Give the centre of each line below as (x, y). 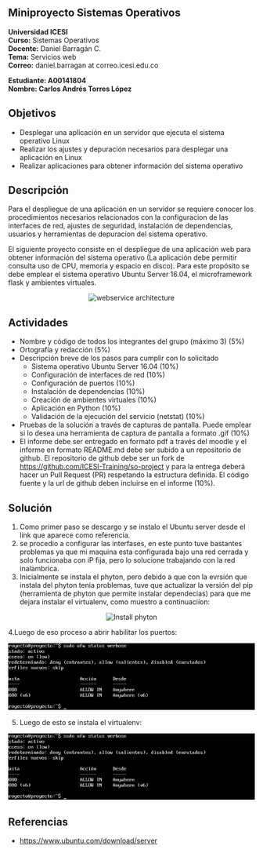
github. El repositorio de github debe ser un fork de (102, 458)
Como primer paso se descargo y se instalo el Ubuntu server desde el (132, 527)
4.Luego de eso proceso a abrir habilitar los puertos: (93, 632)
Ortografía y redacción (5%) (65, 350)
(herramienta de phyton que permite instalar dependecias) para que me (135, 594)
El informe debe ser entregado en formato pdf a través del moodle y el (133, 442)
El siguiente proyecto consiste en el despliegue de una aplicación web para (130, 250)
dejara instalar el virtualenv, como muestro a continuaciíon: (115, 602)
